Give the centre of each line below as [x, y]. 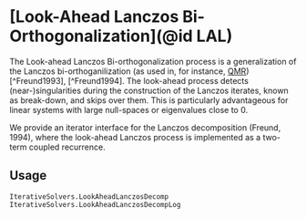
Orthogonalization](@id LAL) [121, 36]
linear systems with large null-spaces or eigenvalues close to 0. [129, 109]
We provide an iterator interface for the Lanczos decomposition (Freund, [145, 127]
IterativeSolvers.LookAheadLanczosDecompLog [95, 204]
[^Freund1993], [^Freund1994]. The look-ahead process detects [129, 80]
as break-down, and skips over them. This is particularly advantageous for [149, 100]
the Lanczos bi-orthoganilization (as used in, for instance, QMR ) [129, 71]
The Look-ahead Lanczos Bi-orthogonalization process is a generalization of [153, 61]
